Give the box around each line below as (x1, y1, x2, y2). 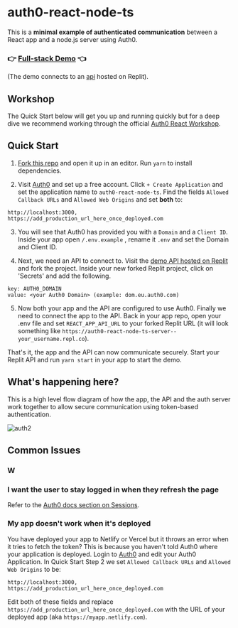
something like (17, 326, 61, 335)
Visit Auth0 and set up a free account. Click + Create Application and (17, 180, 224, 188)
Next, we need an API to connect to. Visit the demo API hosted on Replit (17, 256, 229, 265)
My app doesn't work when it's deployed (7, 519, 151, 529)
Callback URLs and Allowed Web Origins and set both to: (17, 195, 183, 203)
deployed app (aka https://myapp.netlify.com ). (7, 612, 148, 621)
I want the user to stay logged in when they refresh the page (7, 484, 219, 494)
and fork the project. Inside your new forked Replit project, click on (17, 264, 214, 272)
